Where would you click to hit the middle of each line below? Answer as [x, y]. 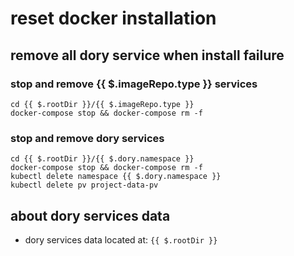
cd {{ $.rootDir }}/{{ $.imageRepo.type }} [102, 104]
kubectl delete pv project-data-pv [84, 185]
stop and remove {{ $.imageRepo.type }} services [134, 84]
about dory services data [90, 215]
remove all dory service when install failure [147, 55]
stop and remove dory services [87, 138]
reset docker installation [113, 18]
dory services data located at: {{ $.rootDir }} [121, 239]
